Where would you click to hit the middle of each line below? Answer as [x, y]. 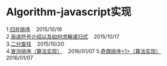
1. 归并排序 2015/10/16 [34, 29]
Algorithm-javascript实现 [69, 12]
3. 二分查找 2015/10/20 [35, 44]
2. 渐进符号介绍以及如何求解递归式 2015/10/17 [63, 36]
